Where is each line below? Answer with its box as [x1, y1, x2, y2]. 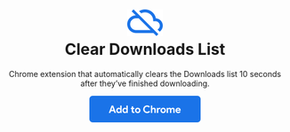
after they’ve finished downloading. [79, 78, 211, 89]
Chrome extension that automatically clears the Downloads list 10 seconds [8, 68, 282, 79]
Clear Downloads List [64, 40, 226, 59]
